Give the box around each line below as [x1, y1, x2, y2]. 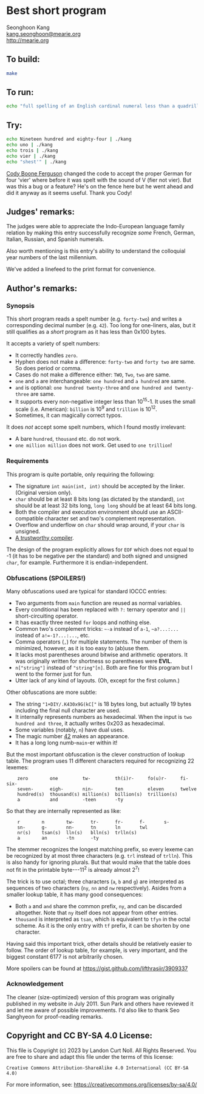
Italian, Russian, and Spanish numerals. [6, 236, 104, 243]
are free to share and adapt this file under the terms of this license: [6, 1053, 174, 1060]
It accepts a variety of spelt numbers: [6, 340, 100, 347]
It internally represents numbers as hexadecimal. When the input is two [15, 713, 192, 720]
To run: [6, 87, 34, 98]
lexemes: [6, 763, 29, 771]
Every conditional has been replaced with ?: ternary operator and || [15, 605, 186, 613]
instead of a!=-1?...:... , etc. [15, 631, 90, 639]
